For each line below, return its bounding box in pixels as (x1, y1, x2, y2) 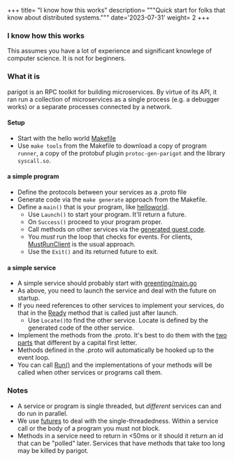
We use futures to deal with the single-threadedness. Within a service (17, 416, 219, 425)
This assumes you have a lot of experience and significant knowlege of (7, 47, 212, 55)
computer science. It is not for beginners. (7, 54, 126, 62)
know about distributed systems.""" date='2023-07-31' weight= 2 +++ (7, 13, 210, 22)
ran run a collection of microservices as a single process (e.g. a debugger (7, 94, 220, 104)
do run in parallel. (17, 409, 68, 417)
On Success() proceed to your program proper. (27, 218, 163, 226)
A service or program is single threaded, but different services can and (17, 402, 222, 410)
